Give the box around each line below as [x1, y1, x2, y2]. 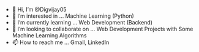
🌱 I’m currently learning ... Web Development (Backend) [12, 19, 153, 26]
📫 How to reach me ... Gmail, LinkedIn [12, 39, 110, 46]
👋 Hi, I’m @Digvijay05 [12, 6, 67, 13]
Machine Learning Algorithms [12, 32, 87, 39]
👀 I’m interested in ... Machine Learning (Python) [12, 12, 135, 20]
